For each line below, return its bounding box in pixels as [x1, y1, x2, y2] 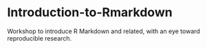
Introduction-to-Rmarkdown [7, 5, 173, 20]
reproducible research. [7, 34, 72, 42]
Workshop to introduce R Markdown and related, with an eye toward [7, 27, 201, 35]
